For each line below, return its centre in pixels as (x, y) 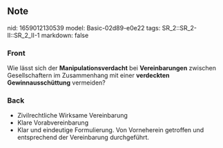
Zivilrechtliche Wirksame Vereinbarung (72, 116)
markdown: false (65, 35)
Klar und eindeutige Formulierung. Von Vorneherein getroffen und (110, 130)
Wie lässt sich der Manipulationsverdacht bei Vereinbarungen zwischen (111, 68)
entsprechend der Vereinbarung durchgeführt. (83, 138)
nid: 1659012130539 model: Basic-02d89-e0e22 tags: (84, 28)
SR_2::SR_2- (180, 28)
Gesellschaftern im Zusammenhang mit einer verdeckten (89, 76)
